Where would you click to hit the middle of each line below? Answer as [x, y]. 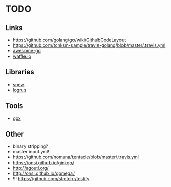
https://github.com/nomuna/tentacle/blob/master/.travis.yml [76, 157]
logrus [19, 90]
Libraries [20, 72]
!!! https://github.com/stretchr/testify [51, 179]
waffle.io [22, 56]
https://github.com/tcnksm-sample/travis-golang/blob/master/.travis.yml [89, 45]
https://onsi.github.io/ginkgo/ [43, 163]
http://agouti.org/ [31, 168]
